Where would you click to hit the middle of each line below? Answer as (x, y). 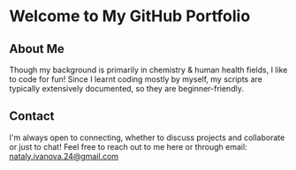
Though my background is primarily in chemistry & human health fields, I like (148, 70)
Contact (32, 116)
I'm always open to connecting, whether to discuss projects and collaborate (147, 137)
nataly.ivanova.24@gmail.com (64, 156)
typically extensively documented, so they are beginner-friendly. (127, 89)
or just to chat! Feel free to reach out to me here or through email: (128, 146)
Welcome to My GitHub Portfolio (130, 16)
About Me (37, 49)
